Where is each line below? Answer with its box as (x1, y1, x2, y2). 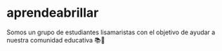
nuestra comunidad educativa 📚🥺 (6, 36, 105, 44)
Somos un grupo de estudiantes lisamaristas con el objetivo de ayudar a (6, 28, 216, 36)
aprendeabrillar (6, 5, 99, 21)
